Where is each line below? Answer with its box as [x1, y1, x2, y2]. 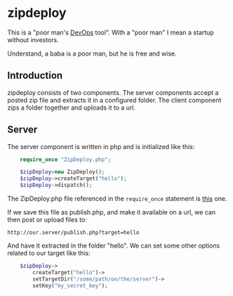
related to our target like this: [7, 249, 91, 257]
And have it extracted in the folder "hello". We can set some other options [7, 241, 220, 250]
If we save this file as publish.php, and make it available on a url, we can [7, 208, 216, 217]
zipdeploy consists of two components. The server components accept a [7, 88, 219, 96]
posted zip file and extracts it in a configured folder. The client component [7, 96, 222, 104]
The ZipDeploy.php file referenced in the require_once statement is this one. [7, 195, 227, 203]
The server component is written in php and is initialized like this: [7, 142, 195, 150]
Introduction [7, 70, 63, 82]
